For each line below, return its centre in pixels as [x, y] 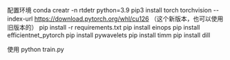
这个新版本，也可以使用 [190, 19]
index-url [20, 19]
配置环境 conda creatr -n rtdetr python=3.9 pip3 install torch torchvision [109, 10]
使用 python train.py [36, 49]
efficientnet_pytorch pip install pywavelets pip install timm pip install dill [109, 35]
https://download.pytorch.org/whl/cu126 [92, 19]
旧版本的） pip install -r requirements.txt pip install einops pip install [104, 27]
